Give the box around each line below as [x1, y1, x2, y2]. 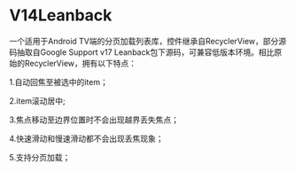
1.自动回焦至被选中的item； [9, 76, 108, 87]
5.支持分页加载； [9, 152, 71, 162]
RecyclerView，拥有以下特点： [24, 58, 137, 68]
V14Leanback [9, 5, 113, 26]
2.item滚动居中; [9, 95, 66, 106]
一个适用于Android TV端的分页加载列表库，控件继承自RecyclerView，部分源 [9, 35, 287, 46]
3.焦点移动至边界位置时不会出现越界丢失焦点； [9, 114, 180, 125]
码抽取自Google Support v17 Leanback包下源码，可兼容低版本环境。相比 [9, 46, 275, 58]
